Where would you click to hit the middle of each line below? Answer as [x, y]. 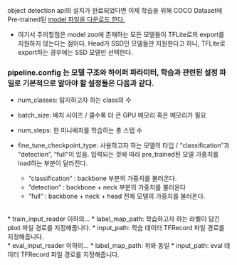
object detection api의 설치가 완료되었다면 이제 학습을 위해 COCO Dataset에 [115, 10]
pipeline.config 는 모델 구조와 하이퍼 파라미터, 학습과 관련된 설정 [113, 72]
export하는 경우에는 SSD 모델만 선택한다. [75, 52]
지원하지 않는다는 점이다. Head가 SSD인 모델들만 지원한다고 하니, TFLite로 [121, 43]
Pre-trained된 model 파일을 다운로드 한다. [67, 19]
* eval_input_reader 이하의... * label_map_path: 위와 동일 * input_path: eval [115, 246]
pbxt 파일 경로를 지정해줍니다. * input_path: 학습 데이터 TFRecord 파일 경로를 [116, 228]
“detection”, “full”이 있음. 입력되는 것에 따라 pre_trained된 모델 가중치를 [118, 155]
